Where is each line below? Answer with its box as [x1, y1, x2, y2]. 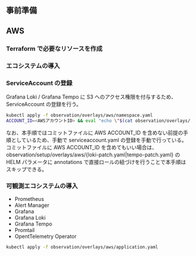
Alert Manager [14, 202, 50, 209]
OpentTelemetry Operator [14, 233, 77, 240]
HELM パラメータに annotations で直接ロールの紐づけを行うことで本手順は [6, 158, 186, 165]
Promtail [14, 226, 35, 233]
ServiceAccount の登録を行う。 [6, 100, 82, 107]
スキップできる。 [6, 166, 47, 173]
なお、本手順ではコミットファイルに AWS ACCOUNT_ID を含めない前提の [6, 129, 183, 136]
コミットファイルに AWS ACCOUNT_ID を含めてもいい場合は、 [6, 144, 157, 151]
